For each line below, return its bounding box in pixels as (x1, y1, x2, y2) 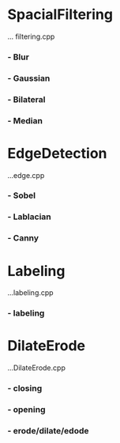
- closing (7, 383, 43, 394)
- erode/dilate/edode (7, 425, 89, 436)
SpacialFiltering (7, 6, 114, 24)
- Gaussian (7, 73, 51, 84)
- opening (7, 403, 46, 415)
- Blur (7, 51, 29, 62)
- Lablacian (7, 211, 52, 222)
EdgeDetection (7, 144, 107, 162)
